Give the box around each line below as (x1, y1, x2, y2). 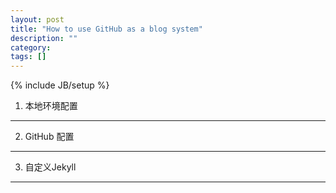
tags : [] (10, 52, 47, 62)
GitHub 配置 (24, 131, 75, 143)
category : (10, 42, 52, 53)
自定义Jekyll (24, 161, 77, 173)
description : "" (10, 33, 78, 43)
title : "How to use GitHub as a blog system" (10, 24, 203, 34)
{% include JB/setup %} (10, 79, 110, 91)
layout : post (10, 14, 65, 25)
